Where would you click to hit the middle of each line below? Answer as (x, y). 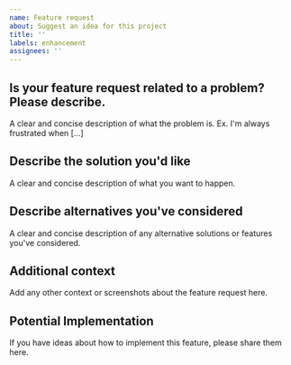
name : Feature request (52, 18)
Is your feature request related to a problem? (137, 88)
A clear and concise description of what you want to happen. (123, 183)
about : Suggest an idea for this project (88, 26)
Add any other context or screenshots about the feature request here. (139, 293)
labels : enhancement (48, 43)
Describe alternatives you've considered (126, 211)
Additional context (62, 271)
